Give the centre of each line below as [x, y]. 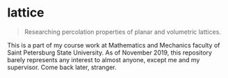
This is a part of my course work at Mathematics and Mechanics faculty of [114, 45]
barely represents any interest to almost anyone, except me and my [104, 59]
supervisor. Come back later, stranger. [62, 67]
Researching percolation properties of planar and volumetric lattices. [122, 32]
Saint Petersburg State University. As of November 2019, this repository [109, 52]
